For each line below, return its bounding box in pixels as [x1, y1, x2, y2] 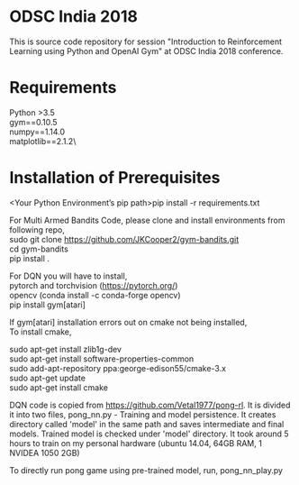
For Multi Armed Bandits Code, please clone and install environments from [9, 215, 285, 225]
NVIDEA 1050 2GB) [9, 447, 80, 458]
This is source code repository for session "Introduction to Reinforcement [9, 36, 282, 47]
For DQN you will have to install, [9, 270, 128, 281]
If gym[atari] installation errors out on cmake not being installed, [9, 316, 248, 327]
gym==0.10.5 [9, 116, 58, 127]
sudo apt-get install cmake [9, 381, 108, 393]
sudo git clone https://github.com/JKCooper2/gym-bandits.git [9, 233, 240, 244]
